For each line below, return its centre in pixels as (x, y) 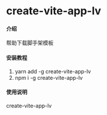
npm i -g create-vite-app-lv (49, 77)
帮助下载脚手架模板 (30, 43)
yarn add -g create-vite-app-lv (53, 71)
